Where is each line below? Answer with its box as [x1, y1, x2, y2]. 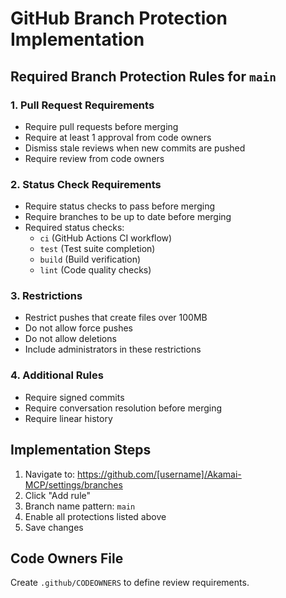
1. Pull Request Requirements [10, 98, 155, 112]
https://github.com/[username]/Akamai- [77, 468, 242, 480]
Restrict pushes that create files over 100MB [24, 312, 208, 324]
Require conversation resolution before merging [24, 402, 223, 414]
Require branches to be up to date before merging [24, 211, 232, 223]
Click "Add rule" [24, 489, 91, 501]
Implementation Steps [10, 442, 152, 459]
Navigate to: [24, 468, 76, 480]
